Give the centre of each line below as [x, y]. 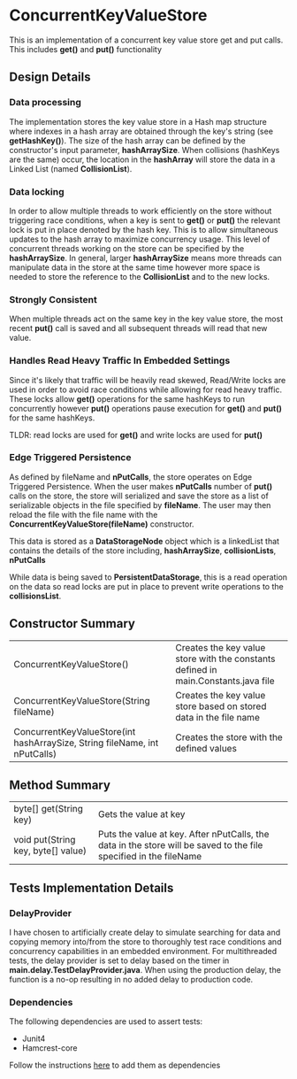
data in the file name [218, 717]
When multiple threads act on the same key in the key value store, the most [146, 319]
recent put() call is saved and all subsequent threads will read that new [138, 328]
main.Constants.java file [225, 681]
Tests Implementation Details [91, 887]
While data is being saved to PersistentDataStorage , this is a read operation [148, 577]
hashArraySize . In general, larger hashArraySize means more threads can [145, 258]
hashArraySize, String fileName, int [86, 743]
